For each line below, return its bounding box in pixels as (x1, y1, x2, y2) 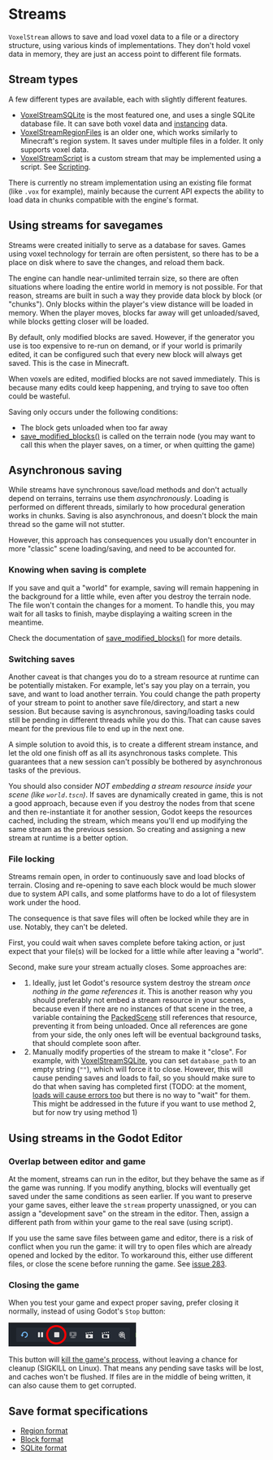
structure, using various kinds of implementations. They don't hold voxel (8, 40, 250, 50)
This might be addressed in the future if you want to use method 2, (32, 1099, 257, 1109)
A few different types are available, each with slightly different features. (8, 94, 248, 104)
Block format (19, 1435, 63, 1445)
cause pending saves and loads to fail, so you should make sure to (32, 1073, 256, 1083)
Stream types (8, 72, 79, 86)
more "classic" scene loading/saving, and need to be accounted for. (8, 544, 236, 554)
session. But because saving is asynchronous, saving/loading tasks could (8, 706, 255, 716)
